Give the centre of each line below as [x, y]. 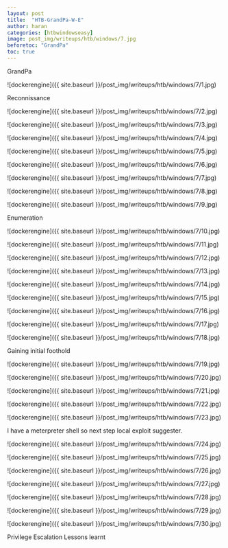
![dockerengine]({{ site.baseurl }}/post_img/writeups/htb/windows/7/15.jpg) [114, 297]
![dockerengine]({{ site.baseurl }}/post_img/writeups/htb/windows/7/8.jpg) [112, 191]
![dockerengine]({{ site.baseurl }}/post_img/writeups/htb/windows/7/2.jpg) [112, 111]
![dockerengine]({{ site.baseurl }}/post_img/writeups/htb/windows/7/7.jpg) [112, 178]
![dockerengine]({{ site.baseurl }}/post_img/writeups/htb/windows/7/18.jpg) [114, 337]
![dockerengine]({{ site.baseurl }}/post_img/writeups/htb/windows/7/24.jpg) [114, 444]
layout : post [26, 13]
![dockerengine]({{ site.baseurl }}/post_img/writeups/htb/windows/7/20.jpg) [114, 377]
